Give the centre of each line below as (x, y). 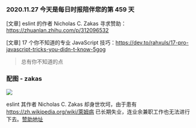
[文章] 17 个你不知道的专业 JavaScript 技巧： (61, 42)
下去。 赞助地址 (25, 119)
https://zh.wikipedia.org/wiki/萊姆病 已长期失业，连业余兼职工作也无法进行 (98, 111)
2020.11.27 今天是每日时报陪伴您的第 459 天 (70, 9)
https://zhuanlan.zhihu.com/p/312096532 (58, 31)
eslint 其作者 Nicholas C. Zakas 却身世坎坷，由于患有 (71, 104)
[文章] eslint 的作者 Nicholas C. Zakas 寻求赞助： (67, 24)
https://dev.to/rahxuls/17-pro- (152, 42)
